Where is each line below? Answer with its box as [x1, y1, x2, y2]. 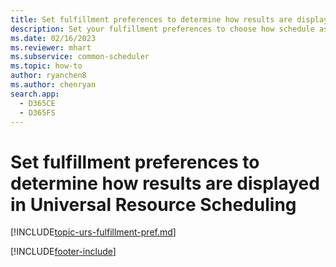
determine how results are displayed [10, 172, 320, 195]
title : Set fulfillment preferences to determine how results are [10, 14, 293, 25]
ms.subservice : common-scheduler [10, 52, 150, 62]
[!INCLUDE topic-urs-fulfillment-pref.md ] [10, 226, 177, 238]
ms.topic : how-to [10, 61, 83, 71]
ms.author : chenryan [10, 80, 97, 90]
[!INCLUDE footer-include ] [10, 246, 117, 258]
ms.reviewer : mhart [10, 42, 92, 53]
